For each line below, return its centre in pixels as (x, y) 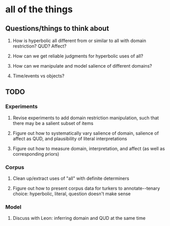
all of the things (39, 9)
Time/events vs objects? (39, 76)
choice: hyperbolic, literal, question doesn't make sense (72, 194)
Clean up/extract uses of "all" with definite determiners (71, 178)
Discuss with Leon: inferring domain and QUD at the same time (79, 218)
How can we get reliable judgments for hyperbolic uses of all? (78, 56)
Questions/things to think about (57, 28)
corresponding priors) (36, 154)
